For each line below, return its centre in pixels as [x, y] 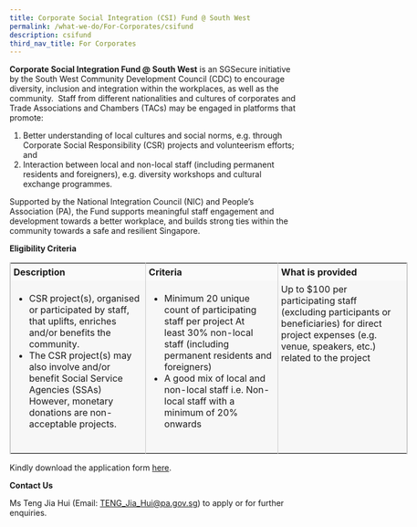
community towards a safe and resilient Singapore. [105, 231]
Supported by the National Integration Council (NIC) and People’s [132, 202]
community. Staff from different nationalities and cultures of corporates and [153, 99]
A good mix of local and [215, 378]
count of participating [210, 310]
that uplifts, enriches [73, 321]
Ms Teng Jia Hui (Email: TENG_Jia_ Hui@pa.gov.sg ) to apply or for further [147, 503]
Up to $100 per [314, 290]
